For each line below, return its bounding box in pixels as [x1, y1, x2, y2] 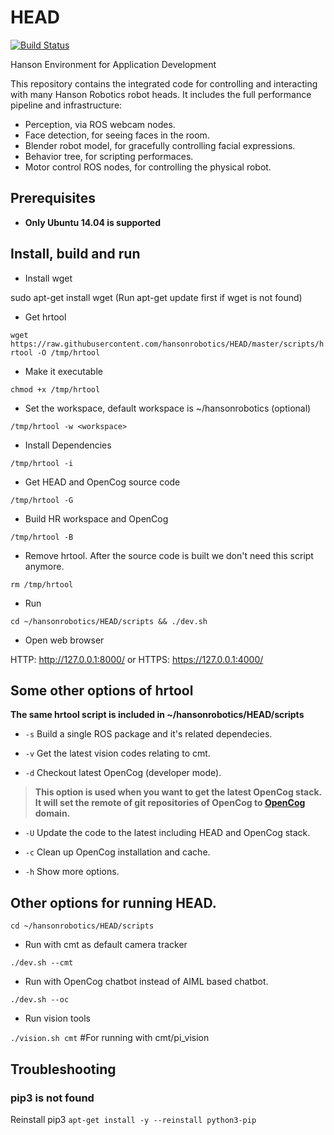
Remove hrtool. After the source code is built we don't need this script [24, 549, 314, 561]
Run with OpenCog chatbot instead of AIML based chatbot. [24, 976, 269, 988]
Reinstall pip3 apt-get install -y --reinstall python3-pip [10, 1113, 257, 1125]
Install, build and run [10, 246, 141, 263]
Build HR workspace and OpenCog [24, 512, 169, 525]
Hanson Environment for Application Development [10, 58, 217, 70]
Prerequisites [10, 190, 96, 207]
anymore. [24, 560, 65, 572]
